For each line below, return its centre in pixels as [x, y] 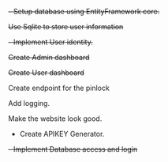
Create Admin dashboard [49, 57]
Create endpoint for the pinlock [59, 88]
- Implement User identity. [50, 42]
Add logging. [29, 103]
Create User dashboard [46, 73]
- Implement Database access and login [73, 149]
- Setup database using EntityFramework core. [84, 11]
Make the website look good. [55, 119]
